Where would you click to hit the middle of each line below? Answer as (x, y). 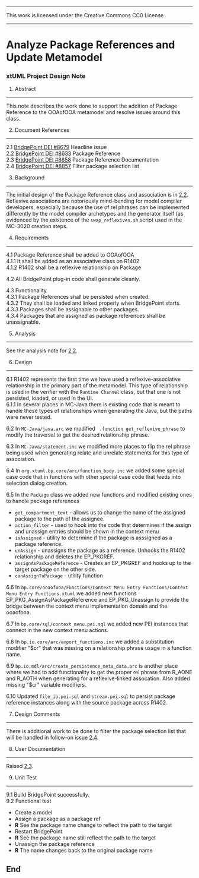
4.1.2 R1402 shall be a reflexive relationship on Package (74, 267)
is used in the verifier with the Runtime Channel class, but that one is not (94, 392)
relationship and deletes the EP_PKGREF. (65, 557)
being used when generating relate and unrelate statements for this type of (98, 453)
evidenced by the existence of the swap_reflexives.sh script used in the (94, 220)
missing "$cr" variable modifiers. (46, 685)
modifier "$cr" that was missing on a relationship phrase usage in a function (99, 648)
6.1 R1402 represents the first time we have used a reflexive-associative (94, 379)
